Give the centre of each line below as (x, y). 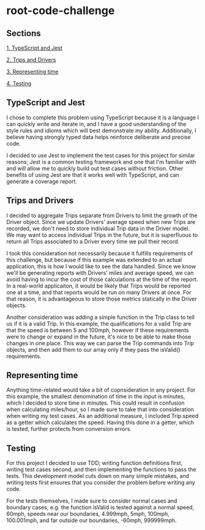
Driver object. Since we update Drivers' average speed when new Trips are (101, 222)
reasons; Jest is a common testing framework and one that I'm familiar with (101, 162)
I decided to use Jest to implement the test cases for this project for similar (101, 155)
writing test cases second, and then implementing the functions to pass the (102, 469)
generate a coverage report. (42, 181)
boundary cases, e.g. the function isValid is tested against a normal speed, (100, 507)
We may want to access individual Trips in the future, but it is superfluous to (102, 235)
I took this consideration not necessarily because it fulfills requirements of (100, 253)
